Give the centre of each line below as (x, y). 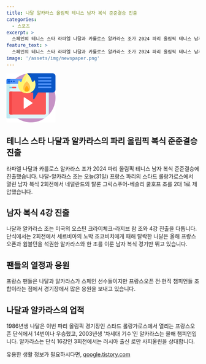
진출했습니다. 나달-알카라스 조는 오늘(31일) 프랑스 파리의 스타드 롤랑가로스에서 (100, 176)
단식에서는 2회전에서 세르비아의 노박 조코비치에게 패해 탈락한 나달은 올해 (93, 236)
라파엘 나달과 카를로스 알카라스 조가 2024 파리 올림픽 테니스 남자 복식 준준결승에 (103, 168)
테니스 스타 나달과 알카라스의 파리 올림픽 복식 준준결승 (102, 141)
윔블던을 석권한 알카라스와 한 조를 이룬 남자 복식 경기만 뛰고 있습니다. (105, 244)
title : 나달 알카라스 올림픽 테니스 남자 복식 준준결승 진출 (72, 13)
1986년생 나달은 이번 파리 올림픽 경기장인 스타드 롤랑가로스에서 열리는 (90, 326)
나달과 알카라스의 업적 (45, 310)
